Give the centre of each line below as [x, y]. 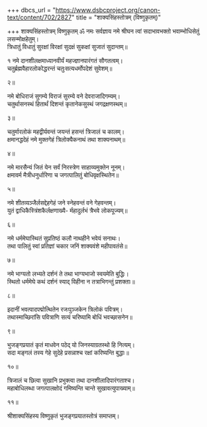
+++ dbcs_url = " [31, 10]
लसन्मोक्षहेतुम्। [23, 39]
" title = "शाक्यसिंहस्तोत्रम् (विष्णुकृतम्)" [116, 17]
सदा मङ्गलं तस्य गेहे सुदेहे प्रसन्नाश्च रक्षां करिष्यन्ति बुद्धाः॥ [68, 352]
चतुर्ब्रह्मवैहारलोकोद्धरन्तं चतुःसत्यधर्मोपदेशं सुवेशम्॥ [60, 68]
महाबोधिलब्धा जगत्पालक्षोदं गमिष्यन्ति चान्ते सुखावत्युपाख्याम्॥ [71, 388]
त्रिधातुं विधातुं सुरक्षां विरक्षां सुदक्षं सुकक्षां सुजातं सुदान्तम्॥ [67, 47]
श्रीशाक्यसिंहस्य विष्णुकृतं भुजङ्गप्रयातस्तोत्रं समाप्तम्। [63, 416]
